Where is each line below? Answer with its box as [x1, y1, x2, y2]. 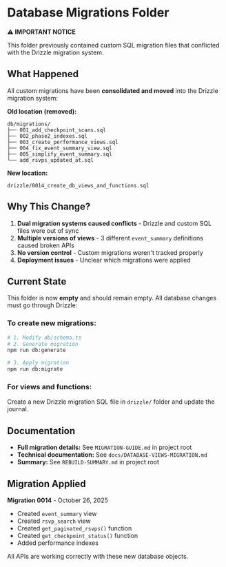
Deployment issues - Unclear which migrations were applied [17, 256, 191, 264]
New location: [7, 169, 48, 177]
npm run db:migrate [7, 366, 63, 373]
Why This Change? [7, 201, 91, 213]
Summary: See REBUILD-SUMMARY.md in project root [17, 458, 160, 466]
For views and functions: [7, 382, 92, 391]
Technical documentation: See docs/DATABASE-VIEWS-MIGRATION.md [17, 451, 208, 459]
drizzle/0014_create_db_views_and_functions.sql [7, 182, 150, 189]
